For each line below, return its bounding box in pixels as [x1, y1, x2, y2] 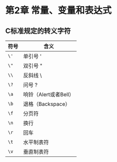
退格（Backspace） [23, 100, 71, 107]
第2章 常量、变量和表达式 [5, 5, 112, 16]
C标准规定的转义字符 [5, 26, 71, 35]
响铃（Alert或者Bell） [23, 91, 75, 98]
